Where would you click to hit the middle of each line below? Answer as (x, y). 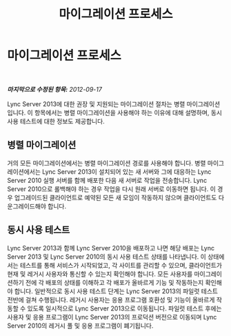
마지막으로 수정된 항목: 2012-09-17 (54, 89)
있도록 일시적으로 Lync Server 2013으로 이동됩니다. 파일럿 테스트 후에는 (124, 308)
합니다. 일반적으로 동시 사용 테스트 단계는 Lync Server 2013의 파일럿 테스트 (116, 291)
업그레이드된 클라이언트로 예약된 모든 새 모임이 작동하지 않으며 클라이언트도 (115, 197)
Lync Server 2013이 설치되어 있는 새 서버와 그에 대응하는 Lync (127, 171)
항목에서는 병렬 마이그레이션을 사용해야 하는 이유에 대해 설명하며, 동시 (128, 112)
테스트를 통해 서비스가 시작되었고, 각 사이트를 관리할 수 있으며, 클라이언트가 (121, 265)
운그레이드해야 (27, 206)
